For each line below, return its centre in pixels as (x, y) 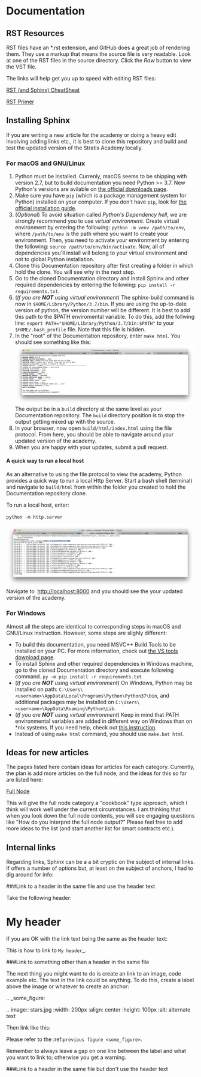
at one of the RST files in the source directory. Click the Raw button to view (99, 60)
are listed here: (25, 780)
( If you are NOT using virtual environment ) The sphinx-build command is (104, 298)
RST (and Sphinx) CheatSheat (43, 90)
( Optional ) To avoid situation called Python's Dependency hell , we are (101, 215)
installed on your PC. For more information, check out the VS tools (96, 651)
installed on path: (36, 689)
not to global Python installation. (54, 259)
